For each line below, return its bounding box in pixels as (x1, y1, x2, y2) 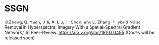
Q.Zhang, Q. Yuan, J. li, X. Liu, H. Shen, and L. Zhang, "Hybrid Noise (4, 19, 141, 25)
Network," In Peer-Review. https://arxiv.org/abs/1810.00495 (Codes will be (4, 29, 155, 35)
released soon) (4, 35, 35, 41)
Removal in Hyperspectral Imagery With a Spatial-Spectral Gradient (4, 24, 140, 30)
